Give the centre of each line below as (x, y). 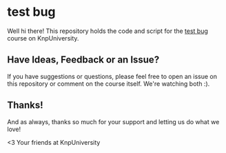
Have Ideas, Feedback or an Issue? (83, 60)
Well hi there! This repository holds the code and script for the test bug (108, 31)
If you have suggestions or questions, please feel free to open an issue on (112, 76)
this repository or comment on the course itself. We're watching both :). (109, 84)
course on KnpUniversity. (43, 38)
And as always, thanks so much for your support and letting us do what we (113, 121)
